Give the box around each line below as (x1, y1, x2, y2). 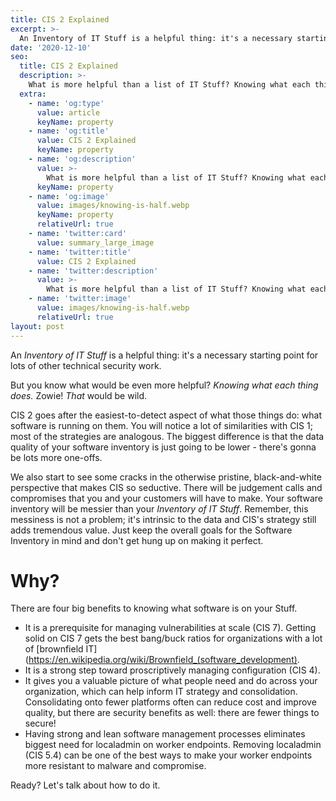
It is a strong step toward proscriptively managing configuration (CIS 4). (24, 664, 321, 676)
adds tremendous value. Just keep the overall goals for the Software (10, 524, 293, 536)
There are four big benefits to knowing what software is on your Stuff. (10, 602, 298, 615)
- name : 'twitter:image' (28, 294, 132, 304)
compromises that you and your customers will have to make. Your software (10, 492, 323, 504)
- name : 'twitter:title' (28, 247, 132, 257)
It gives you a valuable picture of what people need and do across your (24, 675, 318, 687)
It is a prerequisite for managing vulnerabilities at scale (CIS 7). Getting (24, 622, 317, 634)
